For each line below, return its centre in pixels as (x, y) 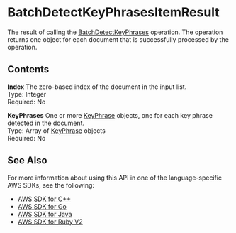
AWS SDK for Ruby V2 (50, 222)
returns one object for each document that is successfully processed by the (118, 39)
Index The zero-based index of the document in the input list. (97, 87)
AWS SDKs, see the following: (51, 185)
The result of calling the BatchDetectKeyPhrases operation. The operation (115, 32)
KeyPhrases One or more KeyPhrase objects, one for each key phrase (110, 115)
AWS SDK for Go (42, 206)
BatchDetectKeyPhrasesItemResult (113, 12)
